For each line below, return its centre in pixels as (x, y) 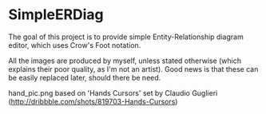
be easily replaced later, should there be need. (85, 77)
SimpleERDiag (56, 15)
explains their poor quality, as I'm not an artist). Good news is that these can (133, 69)
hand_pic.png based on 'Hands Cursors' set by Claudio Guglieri (113, 92)
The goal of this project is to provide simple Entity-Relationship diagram (126, 37)
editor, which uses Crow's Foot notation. (75, 45)
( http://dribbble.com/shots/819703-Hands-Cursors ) (93, 101)
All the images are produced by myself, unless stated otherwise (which (125, 61)
